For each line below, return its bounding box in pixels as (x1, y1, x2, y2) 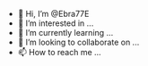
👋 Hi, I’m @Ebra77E (17, 9, 90, 19)
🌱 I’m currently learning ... (17, 28, 114, 37)
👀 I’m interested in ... (17, 18, 94, 29)
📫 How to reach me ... (17, 47, 101, 57)
